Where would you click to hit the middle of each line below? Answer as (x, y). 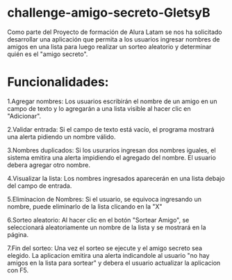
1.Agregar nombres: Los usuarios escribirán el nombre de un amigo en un (112, 101)
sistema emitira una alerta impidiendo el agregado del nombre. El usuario (112, 157)
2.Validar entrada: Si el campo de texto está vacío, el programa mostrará (111, 129)
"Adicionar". (24, 116)
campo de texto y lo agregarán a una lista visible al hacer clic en (99, 108)
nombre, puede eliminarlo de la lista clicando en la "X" (85, 207)
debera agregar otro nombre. (49, 165)
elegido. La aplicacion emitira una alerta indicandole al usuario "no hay (108, 255)
